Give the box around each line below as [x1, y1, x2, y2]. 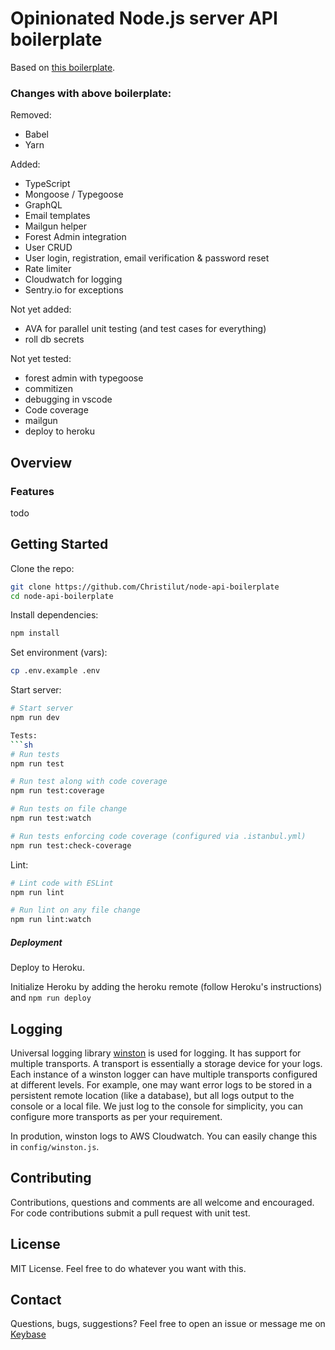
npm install [10, 628, 60, 639]
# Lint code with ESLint [10, 878, 114, 888]
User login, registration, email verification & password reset [24, 252, 270, 264]
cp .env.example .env [10, 666, 101, 676]
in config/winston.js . [10, 1141, 100, 1153]
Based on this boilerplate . [10, 61, 116, 73]
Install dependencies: [10, 609, 99, 621]
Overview [10, 454, 73, 471]
